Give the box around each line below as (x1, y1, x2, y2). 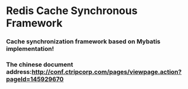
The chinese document (6, 60, 73, 69)
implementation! (6, 45, 54, 53)
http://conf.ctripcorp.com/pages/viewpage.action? (31, 68, 182, 76)
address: (6, 68, 32, 76)
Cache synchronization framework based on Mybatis (6, 37, 161, 46)
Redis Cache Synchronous (6, 4, 138, 18)
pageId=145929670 (6, 75, 64, 83)
